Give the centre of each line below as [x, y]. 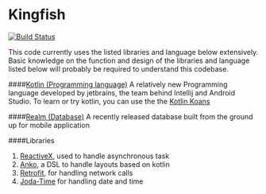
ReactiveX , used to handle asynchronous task [94, 156]
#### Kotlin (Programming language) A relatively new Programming [118, 84]
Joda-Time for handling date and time [81, 181]
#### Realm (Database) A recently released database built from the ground [131, 116]
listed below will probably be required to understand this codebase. [118, 68]
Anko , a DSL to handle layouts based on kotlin [95, 164]
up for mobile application [49, 125]
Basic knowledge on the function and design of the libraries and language [129, 60]
